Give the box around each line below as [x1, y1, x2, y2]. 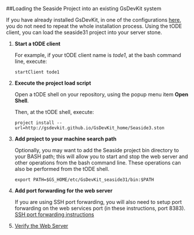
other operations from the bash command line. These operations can [14, 159, 181, 166]
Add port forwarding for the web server [14, 187, 113, 194]
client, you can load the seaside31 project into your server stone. [6, 29, 162, 36]
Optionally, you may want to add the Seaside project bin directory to [14, 147, 179, 153]
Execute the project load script [14, 79, 91, 86]
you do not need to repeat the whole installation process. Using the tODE [6, 23, 182, 29]
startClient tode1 [14, 69, 60, 75]
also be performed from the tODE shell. [14, 166, 110, 172]
